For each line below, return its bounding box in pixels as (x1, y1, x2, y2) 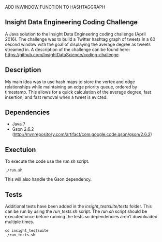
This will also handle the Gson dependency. (5, 176, 92, 182)
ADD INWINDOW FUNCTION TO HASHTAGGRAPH (5, 4, 105, 10)
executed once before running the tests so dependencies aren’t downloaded (5, 214, 158, 220)
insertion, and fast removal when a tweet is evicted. (5, 94, 108, 100)
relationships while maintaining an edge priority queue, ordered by (5, 84, 137, 89)
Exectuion (5, 145, 36, 154)
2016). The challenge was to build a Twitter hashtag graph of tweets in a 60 (5, 36, 156, 42)
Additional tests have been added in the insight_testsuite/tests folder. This (5, 204, 152, 209)
